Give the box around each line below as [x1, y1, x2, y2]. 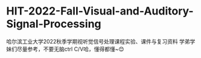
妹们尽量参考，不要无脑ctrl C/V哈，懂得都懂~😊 [6, 45, 125, 53]
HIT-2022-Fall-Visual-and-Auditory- [6, 4, 194, 18]
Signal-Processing [6, 17, 101, 31]
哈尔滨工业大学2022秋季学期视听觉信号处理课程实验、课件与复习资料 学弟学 [6, 37, 196, 45]
